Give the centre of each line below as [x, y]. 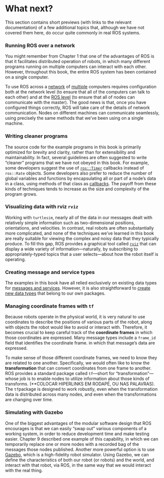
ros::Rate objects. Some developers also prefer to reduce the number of [79, 173]
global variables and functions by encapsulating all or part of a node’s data [81, 178]
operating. [15, 259]
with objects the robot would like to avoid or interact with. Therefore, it [76, 327]
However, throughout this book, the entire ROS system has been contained [81, 72]
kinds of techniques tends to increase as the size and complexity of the [77, 189]
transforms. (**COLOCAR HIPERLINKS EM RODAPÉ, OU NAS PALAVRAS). [80, 384]
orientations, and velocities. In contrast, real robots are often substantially [80, 228]
